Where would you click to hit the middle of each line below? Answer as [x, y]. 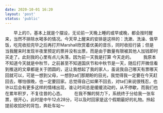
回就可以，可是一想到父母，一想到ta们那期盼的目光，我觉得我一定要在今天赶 [81, 75]
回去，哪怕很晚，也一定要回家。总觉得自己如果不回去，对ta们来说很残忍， [79, 81]
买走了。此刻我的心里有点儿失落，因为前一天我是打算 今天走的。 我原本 [81, 57]
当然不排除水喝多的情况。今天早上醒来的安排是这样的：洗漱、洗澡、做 [83, 39]
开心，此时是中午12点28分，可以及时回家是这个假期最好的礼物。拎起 [86, 99]
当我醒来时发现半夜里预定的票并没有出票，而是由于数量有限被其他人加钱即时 [81, 51]
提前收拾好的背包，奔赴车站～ [35, 106]
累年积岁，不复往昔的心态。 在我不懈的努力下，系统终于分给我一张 [80, 94]
